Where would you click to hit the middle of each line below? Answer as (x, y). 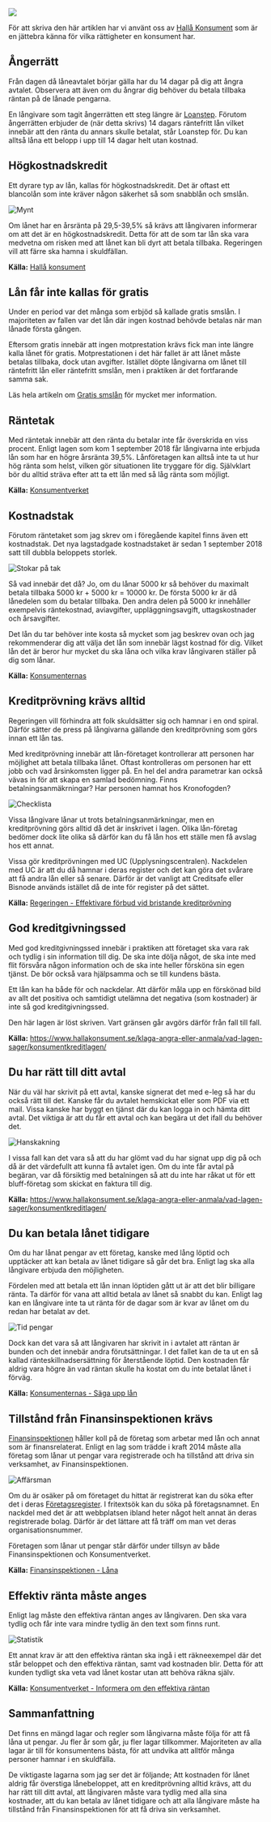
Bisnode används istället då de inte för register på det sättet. (109, 887)
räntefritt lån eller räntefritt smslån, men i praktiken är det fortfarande (123, 371)
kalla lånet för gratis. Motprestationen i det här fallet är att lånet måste (125, 354)
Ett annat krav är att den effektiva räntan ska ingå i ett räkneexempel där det (135, 1655)
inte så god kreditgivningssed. (59, 1007)
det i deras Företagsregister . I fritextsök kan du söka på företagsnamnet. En (134, 1504)
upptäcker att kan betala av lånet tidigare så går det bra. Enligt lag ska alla (131, 1261)
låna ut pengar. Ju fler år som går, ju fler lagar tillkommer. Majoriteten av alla (135, 1742)
